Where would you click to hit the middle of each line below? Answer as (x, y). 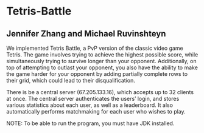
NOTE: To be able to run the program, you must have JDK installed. (90, 123)
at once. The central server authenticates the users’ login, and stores (93, 99)
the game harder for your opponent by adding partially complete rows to (97, 74)
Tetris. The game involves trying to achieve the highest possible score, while (102, 55)
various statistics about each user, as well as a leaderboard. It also (90, 105)
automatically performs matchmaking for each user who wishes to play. (96, 111)
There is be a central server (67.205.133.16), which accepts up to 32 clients (100, 92)
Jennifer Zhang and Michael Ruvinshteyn (86, 34)
